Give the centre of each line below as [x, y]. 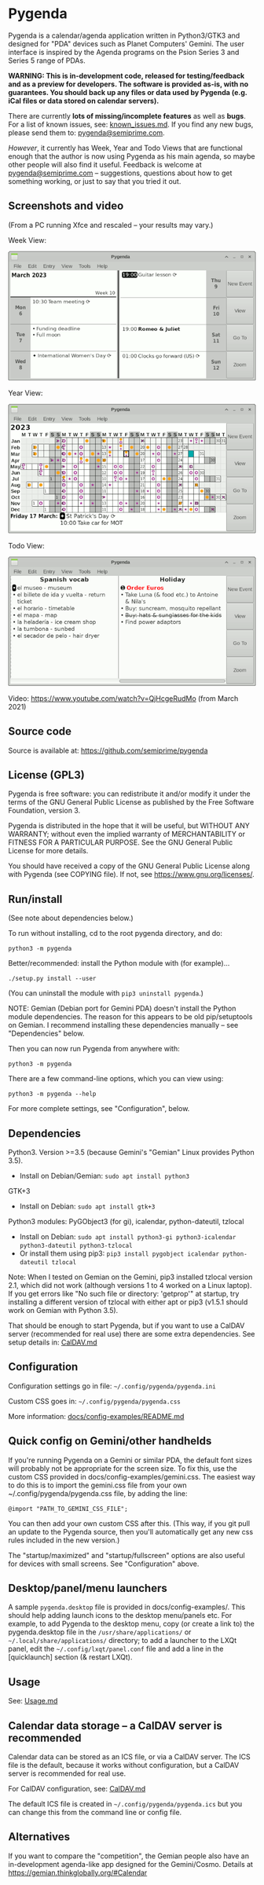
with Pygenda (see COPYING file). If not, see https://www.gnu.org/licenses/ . [132, 875]
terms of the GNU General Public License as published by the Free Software [131, 802]
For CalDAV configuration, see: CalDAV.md [77, 1789]
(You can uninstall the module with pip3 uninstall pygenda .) [106, 993]
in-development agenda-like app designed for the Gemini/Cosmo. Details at [131, 1864]
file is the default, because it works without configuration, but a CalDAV [124, 1766]
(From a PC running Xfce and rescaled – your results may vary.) [111, 225]
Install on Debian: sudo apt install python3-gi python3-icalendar [128, 1236]
